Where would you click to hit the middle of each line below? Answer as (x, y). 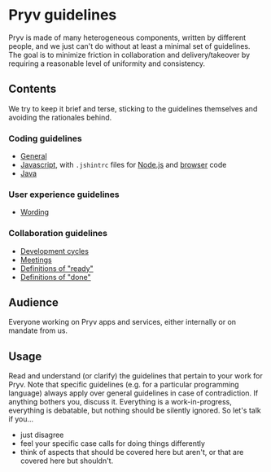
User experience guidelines (64, 194)
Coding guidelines (46, 138)
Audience (34, 303)
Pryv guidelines (63, 15)
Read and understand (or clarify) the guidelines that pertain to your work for (135, 376)
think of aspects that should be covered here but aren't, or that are (132, 452)
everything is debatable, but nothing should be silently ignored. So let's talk (135, 411)
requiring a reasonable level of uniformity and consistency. (107, 63)
